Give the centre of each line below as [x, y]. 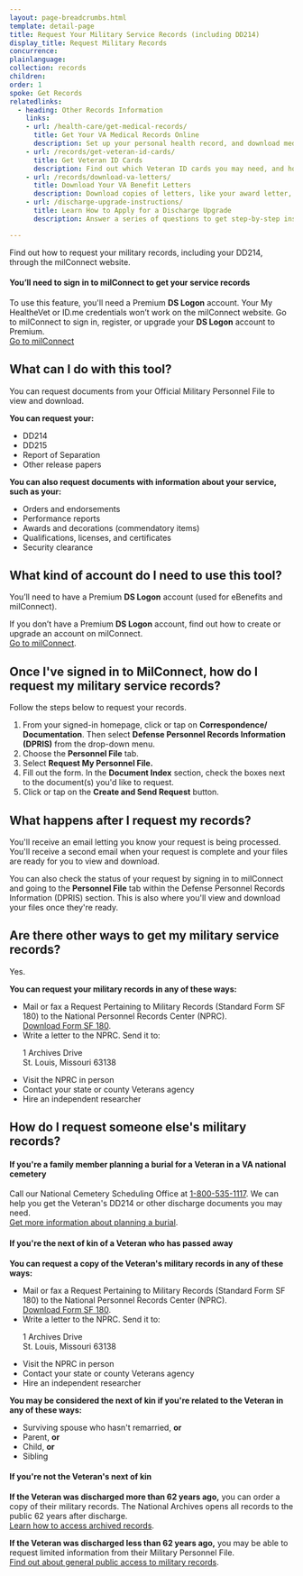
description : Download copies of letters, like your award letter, [163, 194]
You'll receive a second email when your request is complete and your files [149, 852]
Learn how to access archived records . [82, 1526]
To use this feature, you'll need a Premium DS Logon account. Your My [141, 302]
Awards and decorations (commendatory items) [111, 527]
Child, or [38, 1446]
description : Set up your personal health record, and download [156, 143]
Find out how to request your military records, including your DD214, [136, 252]
